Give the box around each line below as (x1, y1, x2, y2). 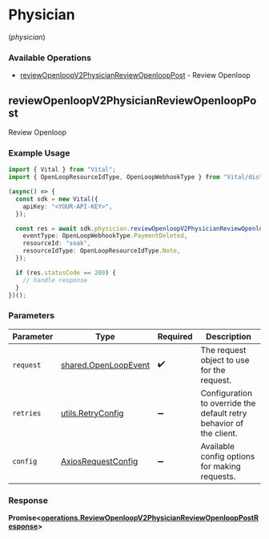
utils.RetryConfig (60, 407, 124, 419)
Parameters (8, 310, 54, 322)
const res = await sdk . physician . (15, 225, 130, 233)
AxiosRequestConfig (60, 456, 139, 467)
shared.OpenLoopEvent (60, 359, 151, 371)
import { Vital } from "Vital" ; (8, 166, 116, 174)
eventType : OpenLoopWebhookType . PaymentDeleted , (22, 232, 188, 240)
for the (200, 364, 226, 375)
